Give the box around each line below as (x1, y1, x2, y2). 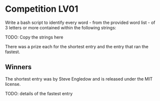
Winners (5, 63, 32, 71)
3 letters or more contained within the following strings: (5, 24, 116, 30)
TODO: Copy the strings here (5, 34, 63, 40)
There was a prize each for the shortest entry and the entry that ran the (5, 43, 149, 49)
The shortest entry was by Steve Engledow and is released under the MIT (5, 76, 153, 81)
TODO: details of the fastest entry (5, 90, 73, 96)
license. (5, 81, 21, 87)
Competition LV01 (5, 3, 79, 15)
